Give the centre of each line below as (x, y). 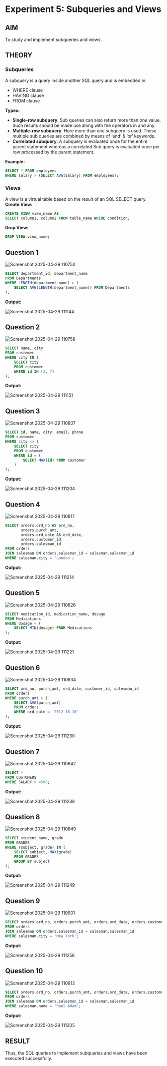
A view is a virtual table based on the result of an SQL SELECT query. (76, 199)
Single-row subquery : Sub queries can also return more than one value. (86, 120)
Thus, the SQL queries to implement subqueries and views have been (76, 1053)
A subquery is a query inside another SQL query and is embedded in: (76, 80)
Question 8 (23, 817)
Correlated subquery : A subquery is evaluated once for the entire (80, 141)
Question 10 (24, 971)
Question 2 (23, 327)
